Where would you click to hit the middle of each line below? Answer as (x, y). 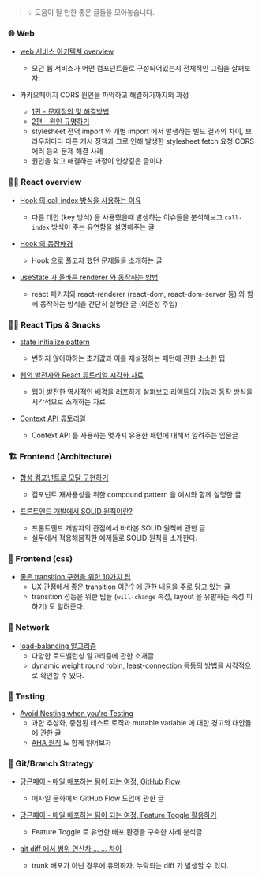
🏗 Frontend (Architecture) (60, 456)
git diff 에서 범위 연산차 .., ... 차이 (71, 849)
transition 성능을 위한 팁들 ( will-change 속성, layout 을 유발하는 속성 (138, 597)
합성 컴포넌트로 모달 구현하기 (64, 478)
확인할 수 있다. (62, 675)
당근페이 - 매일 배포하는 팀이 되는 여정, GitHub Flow (100, 781)
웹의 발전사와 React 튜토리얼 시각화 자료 (82, 375)
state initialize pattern (55, 342)
